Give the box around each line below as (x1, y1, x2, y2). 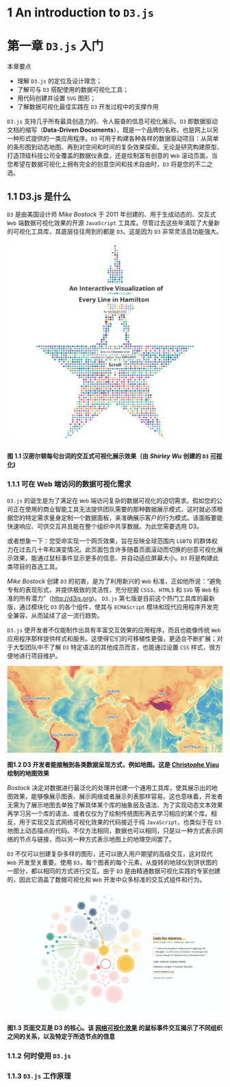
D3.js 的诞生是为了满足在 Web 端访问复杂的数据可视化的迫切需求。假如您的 (7, 496, 217, 505)
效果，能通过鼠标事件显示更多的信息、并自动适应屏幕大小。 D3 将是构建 (12, 553, 214, 562)
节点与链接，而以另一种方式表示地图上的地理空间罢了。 (18, 835, 175, 843)
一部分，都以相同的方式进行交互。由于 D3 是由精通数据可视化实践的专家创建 (7, 866, 221, 875)
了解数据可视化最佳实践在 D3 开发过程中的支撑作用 (16, 103, 159, 111)
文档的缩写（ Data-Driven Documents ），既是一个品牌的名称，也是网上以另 (7, 126, 219, 134)
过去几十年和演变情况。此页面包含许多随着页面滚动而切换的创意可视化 (18, 545, 217, 553)
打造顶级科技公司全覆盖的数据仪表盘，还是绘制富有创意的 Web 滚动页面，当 (7, 152, 218, 160)
